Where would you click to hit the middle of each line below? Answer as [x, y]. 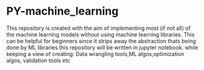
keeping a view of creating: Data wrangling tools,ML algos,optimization [95, 54]
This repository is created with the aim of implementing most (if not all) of [98, 28]
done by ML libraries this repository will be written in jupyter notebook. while [102, 47]
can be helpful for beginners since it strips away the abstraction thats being [101, 41]
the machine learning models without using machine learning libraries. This [100, 34]
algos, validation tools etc [38, 60]
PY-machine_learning [62, 11]
